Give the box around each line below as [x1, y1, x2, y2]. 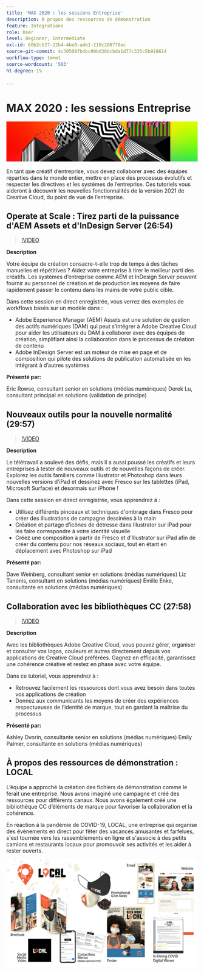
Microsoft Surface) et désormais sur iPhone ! [6, 484, 118, 492]
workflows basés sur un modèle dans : [6, 305, 103, 312]
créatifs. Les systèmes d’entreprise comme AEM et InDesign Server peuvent [6, 273, 197, 280]
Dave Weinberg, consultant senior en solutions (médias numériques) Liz [6, 570, 186, 578]
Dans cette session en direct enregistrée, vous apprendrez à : [6, 497, 161, 504]
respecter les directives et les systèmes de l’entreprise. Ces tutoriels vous [6, 180, 191, 188]
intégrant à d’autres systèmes [15, 361, 90, 369]
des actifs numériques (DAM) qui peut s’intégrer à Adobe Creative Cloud [15, 323, 197, 330]
